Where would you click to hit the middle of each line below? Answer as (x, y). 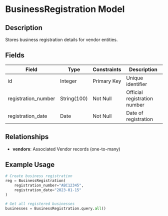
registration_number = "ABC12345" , (49, 185)
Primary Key (107, 81)
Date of (135, 112)
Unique (135, 77)
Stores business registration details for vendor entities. (61, 39)
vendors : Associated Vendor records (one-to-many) (66, 149)
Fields (15, 55)
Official (135, 92)
